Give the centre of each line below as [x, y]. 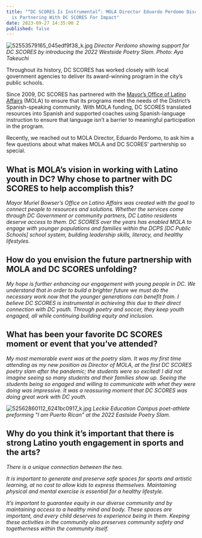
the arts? [23, 452]
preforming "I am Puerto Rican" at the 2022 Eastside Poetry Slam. [88, 414]
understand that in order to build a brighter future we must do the [87, 290]
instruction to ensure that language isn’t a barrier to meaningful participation [101, 120]
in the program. [25, 126]
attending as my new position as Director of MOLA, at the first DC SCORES [99, 364]
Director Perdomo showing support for [142, 46]
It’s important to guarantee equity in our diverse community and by [89, 503]
